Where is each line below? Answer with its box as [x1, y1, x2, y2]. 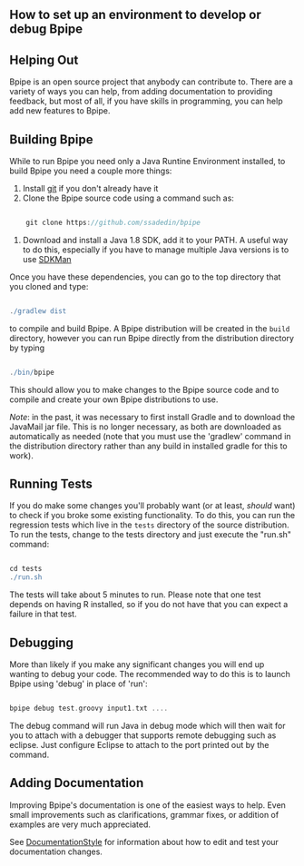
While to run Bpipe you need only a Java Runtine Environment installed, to [9, 156, 286, 167]
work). [9, 449, 34, 461]
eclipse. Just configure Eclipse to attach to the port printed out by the [9, 739, 270, 750]
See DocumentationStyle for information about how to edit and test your [9, 836, 279, 847]
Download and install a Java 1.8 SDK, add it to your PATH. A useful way [22, 234, 289, 245]
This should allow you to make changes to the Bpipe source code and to [9, 384, 279, 395]
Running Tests [9, 477, 93, 492]
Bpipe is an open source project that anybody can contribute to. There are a [9, 76, 293, 87]
